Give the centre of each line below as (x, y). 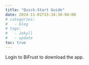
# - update (19, 38)
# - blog (17, 24)
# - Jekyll (19, 33)
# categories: (20, 19)
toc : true (16, 43)
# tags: (13, 29)
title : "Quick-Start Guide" (35, 10)
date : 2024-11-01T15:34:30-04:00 (41, 15)
